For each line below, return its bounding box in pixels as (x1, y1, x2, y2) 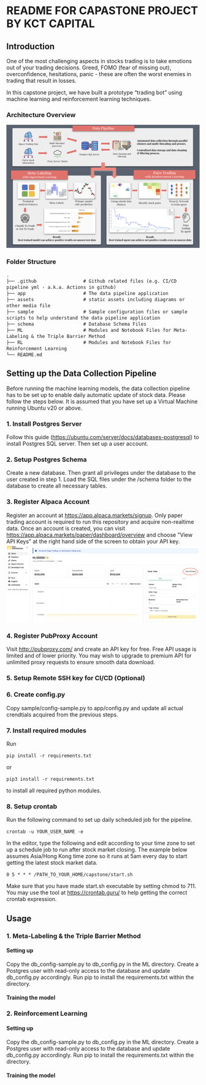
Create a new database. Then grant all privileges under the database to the (6, 469, 196, 477)
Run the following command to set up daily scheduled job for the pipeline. (6, 816, 193, 824)
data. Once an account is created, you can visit (6, 524, 126, 532)
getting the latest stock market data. (6, 859, 98, 867)
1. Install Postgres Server (6, 420, 82, 428)
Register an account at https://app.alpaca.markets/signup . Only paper (6, 512, 183, 519)
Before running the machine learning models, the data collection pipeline (6, 385, 190, 392)
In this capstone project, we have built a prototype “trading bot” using (6, 89, 183, 96)
